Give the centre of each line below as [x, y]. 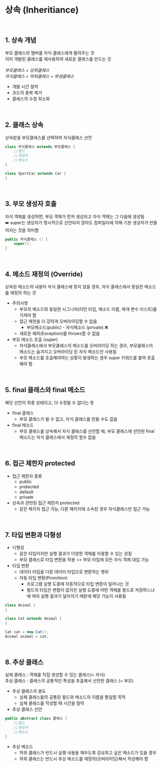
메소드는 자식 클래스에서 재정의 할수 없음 [57, 437]
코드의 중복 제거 [27, 92]
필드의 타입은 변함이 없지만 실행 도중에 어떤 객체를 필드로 [80, 590]
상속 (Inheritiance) [42, 10]
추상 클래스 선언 [27, 709]
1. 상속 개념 [21, 40]
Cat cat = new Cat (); [27, 632]
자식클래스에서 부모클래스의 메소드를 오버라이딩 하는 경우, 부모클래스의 [86, 345]
